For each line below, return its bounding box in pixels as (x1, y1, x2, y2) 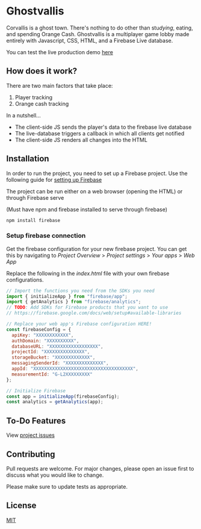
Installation (6, 153, 49, 164)
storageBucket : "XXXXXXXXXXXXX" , (11, 354, 96, 360)
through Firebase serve (6, 194, 64, 201)
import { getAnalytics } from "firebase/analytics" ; (6, 299, 141, 305)
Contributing (6, 449, 55, 459)
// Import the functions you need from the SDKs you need (6, 288, 155, 294)
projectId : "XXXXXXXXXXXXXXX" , (11, 349, 90, 355)
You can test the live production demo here (6, 48, 113, 55)
